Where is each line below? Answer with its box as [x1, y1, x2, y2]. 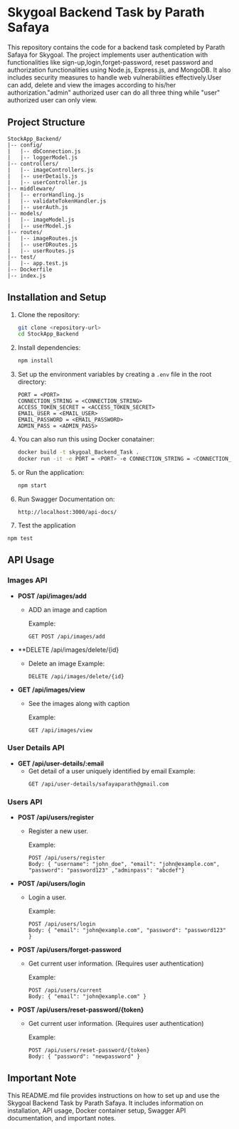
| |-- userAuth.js [7, 203, 69, 210]
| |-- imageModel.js [7, 216, 75, 223]
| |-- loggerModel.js [7, 154, 78, 161]
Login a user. [28, 893, 67, 901]
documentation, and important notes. [7, 1113, 116, 1122]
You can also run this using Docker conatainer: [17, 435, 155, 444]
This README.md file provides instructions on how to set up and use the [7, 1091, 220, 1099]
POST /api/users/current [28, 987, 102, 994]
